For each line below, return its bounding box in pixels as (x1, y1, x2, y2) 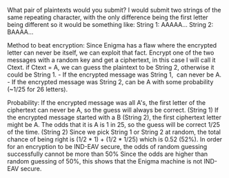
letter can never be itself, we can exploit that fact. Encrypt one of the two (7, 48, 215, 57)
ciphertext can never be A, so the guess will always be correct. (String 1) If (7, 106, 219, 114)
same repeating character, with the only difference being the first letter (7, 13, 208, 21)
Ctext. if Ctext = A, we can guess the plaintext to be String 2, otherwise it (7, 63, 215, 71)
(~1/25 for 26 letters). (7, 86, 68, 93)
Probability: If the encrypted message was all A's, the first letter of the (7, 99, 206, 106)
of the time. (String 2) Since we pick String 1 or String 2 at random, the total (7, 128, 221, 136)
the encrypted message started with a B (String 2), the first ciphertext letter (7, 113, 222, 121)
